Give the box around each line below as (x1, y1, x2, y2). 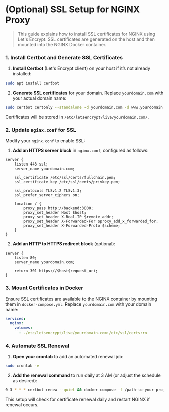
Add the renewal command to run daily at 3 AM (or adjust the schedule (12, 372, 161, 378)
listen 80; (14, 255, 37, 260)
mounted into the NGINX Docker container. (17, 41, 107, 47)
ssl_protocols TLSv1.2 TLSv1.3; (14, 188, 82, 193)
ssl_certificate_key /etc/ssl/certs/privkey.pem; (14, 180, 121, 185)
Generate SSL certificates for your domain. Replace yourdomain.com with (12, 90, 164, 96)
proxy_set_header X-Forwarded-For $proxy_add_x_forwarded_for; (23, 219, 158, 224)
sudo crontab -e (5, 363, 39, 368)
